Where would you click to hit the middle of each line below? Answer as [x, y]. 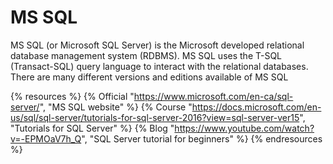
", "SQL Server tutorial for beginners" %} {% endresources [202, 138]
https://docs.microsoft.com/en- [256, 107]
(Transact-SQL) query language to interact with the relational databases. [159, 66]
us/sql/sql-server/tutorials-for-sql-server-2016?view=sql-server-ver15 [155, 117]
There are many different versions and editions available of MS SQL [149, 77]
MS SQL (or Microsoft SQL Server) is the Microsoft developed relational [157, 45]
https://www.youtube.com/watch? [244, 128]
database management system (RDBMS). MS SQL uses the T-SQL [146, 55]
